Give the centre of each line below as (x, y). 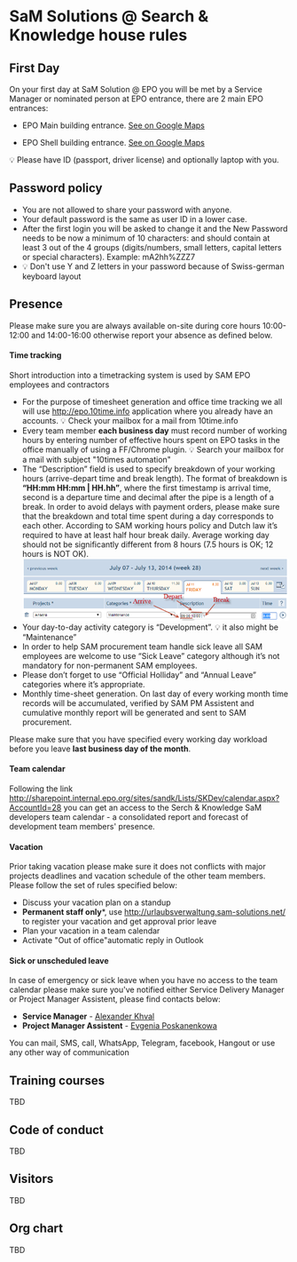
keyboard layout (51, 276)
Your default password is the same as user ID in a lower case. (134, 218)
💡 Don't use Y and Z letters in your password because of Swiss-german (153, 266)
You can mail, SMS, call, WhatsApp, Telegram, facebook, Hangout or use (142, 1043)
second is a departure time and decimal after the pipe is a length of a (148, 497)
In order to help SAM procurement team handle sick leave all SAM (142, 647)
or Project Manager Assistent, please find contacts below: (115, 999)
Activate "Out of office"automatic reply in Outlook (113, 941)
